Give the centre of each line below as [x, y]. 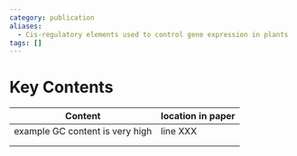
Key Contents [61, 87]
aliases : [26, 26]
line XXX [179, 132]
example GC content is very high [83, 132]
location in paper [198, 116]
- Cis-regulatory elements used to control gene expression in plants [153, 34]
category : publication [52, 18]
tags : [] [26, 43]
